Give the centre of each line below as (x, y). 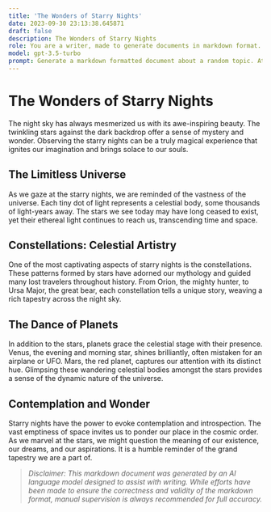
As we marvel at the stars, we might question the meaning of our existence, (134, 441)
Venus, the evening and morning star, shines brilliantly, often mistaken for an (135, 353)
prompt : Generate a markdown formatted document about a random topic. (131, 61)
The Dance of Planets (63, 324)
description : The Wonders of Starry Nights (83, 38)
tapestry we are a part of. (50, 458)
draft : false (30, 31)
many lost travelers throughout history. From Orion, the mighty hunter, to (129, 282)
